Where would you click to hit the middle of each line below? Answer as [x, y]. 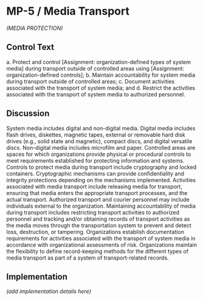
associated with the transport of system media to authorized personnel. [96, 94]
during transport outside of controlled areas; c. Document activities [91, 81]
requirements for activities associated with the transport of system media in [101, 238]
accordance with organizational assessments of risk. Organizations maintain [102, 244]
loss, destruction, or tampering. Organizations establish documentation [95, 232]
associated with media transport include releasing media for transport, [94, 186]
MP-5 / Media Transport [68, 11]
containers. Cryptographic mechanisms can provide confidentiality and [95, 173]
